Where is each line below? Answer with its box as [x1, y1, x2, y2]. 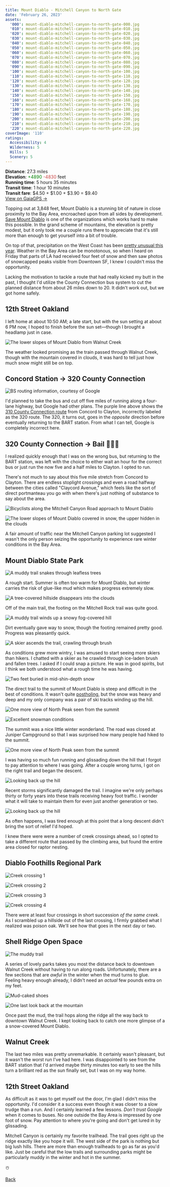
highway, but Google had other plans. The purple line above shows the [15, 403, 163, 409]
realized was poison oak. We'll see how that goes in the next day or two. [5, 922, 156, 929]
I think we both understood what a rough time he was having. [5, 666, 133, 672]
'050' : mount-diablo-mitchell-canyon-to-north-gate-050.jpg [10, 45, 140, 50]
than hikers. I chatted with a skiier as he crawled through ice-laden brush [5, 655, 158, 661]
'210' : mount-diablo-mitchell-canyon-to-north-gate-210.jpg [10, 121, 140, 126]
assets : [5, 17, 22, 22]
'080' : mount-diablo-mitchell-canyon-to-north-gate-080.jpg [10, 60, 140, 65]
